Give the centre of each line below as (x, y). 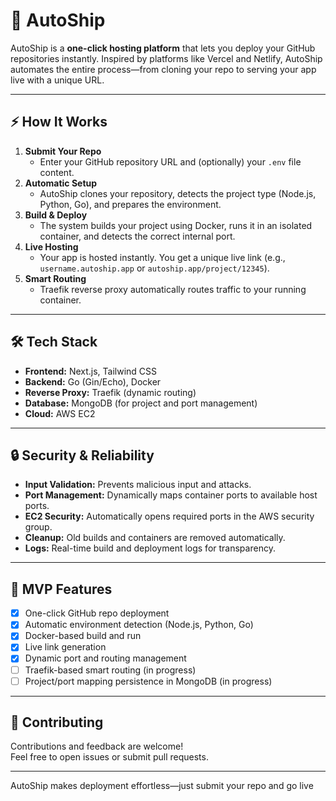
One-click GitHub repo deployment (97, 613)
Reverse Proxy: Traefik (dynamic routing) (110, 392)
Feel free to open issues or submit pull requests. (109, 757)
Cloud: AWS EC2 (60, 413)
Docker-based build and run (83, 636)
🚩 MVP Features (61, 589)
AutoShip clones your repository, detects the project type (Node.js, (178, 193)
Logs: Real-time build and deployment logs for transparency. (150, 548)
